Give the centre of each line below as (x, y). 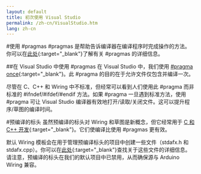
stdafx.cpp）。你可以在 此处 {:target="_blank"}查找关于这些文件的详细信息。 (98, 150)
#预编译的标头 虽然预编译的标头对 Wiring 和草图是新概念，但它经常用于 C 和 (100, 122)
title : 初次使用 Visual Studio (43, 17)
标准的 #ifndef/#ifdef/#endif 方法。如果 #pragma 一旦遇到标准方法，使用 (96, 94)
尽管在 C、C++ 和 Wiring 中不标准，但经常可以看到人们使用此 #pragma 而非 (100, 87)
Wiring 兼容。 (23, 165)
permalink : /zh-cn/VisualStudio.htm (52, 23)
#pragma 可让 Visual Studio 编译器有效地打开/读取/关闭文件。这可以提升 (95, 102)
